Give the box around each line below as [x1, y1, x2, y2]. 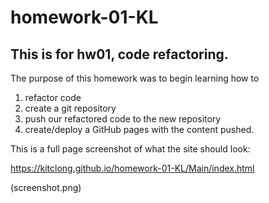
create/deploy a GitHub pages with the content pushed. [24, 124, 255, 135]
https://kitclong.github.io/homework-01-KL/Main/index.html [10, 162, 255, 174]
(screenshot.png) [10, 182, 82, 193]
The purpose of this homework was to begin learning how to [10, 72, 260, 84]
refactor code [24, 92, 82, 103]
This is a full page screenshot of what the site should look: [10, 143, 251, 155]
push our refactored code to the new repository [24, 113, 222, 125]
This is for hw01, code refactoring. [10, 46, 229, 63]
